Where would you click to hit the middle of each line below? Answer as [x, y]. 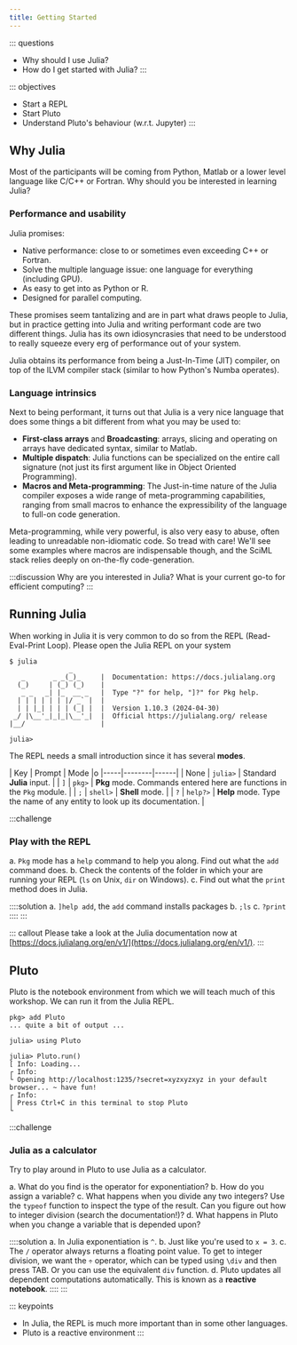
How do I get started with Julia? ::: [84, 69]
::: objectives [32, 86]
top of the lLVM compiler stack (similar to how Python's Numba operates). [144, 370]
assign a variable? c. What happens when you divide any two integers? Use [147, 1197]
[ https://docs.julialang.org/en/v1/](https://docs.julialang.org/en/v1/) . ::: [137, 943]
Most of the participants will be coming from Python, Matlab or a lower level [148, 172]
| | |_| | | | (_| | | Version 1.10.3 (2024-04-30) [118, 708]
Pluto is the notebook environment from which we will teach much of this [142, 991]
